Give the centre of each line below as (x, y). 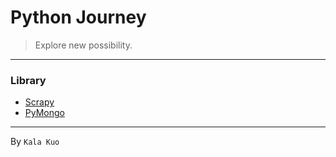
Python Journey (78, 17)
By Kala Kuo (35, 142)
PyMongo (44, 113)
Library (28, 80)
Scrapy (39, 102)
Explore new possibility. (83, 45)
